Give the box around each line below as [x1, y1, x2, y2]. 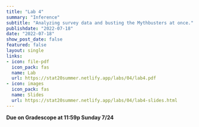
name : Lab [11, 70, 36, 76]
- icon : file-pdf [6, 58, 50, 64]
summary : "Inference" [6, 14, 60, 20]
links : [6, 53, 23, 59]
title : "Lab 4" [6, 8, 44, 15]
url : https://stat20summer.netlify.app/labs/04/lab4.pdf [11, 75, 157, 81]
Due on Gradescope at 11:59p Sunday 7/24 [6, 114, 114, 121]
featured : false [6, 42, 47, 48]
